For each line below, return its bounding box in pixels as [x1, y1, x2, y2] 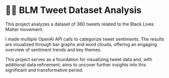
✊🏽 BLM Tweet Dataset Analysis [5, 4, 142, 16]
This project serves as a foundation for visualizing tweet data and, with [5, 56, 152, 62]
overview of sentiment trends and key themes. [5, 46, 102, 52]
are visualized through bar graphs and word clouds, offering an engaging [5, 41, 157, 47]
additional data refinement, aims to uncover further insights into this [5, 61, 146, 67]
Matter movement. [5, 26, 44, 32]
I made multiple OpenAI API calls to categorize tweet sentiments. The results [5, 36, 164, 42]
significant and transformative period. [5, 67, 84, 73]
